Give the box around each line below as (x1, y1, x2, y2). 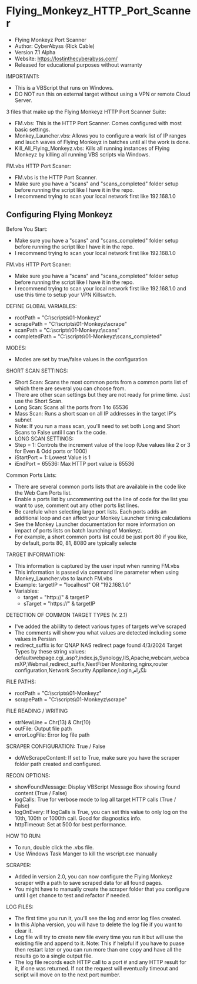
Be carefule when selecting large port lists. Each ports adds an (14, 508, 167, 515)
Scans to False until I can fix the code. (14, 429, 107, 436)
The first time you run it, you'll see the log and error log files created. (14, 914, 182, 921)
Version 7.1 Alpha (14, 48, 56, 55)
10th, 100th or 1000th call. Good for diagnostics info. (14, 815, 142, 822)
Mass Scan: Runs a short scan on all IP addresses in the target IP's (14, 410, 176, 417)
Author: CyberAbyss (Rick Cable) (14, 43, 95, 50)
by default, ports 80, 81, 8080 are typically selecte (14, 539, 137, 547)
